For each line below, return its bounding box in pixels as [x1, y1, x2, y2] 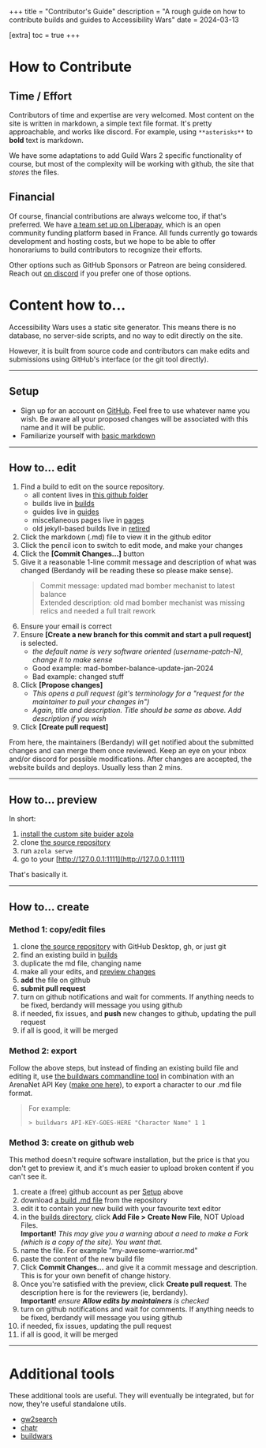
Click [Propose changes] [20, 681, 103, 690]
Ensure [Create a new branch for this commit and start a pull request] [20, 630, 252, 640]
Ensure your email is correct [20, 621, 113, 631]
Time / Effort [9, 89, 73, 103]
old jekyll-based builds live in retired [32, 524, 151, 534]
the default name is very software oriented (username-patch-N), [32, 647, 244, 656]
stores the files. [9, 167, 60, 177]
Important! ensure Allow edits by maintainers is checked [20, 1296, 210, 1306]
